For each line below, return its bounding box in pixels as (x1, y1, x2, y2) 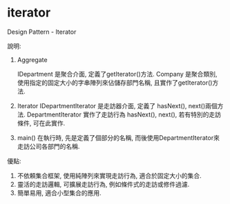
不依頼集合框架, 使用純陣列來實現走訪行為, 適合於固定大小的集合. (17, 171, 202, 180)
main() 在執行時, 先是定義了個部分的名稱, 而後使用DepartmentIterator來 (17, 133, 220, 142)
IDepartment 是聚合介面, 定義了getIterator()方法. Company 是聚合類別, (17, 70, 218, 78)
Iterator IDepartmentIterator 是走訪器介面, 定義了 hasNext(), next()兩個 (17, 101, 218, 110)
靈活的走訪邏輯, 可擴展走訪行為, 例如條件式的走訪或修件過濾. (17, 180, 190, 188)
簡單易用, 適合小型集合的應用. (17, 188, 102, 197)
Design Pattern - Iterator (7, 28, 77, 36)
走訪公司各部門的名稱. (17, 142, 80, 150)
